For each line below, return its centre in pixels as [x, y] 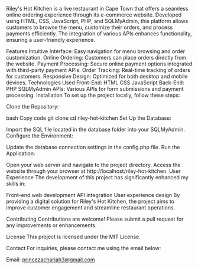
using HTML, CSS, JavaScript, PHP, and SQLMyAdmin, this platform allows [97, 21]
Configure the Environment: [40, 136]
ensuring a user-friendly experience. [51, 40]
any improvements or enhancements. [51, 225]
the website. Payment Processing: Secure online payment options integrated [99, 64]
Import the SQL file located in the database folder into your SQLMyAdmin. [95, 129]
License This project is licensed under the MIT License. [73, 237]
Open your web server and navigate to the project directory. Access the [93, 165]
